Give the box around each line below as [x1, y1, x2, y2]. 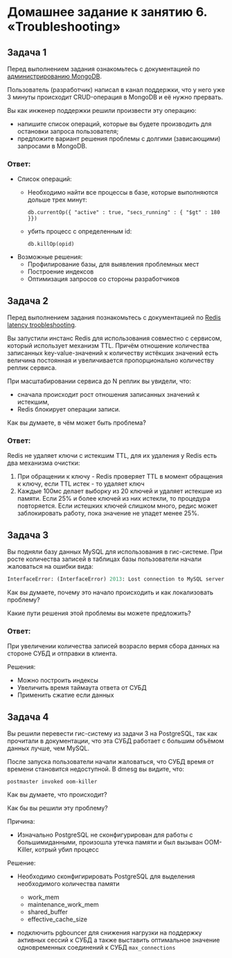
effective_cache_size [27, 915, 88, 923]
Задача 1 [7, 46, 47, 58]
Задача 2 [7, 295, 48, 307]
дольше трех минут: [27, 195, 88, 204]
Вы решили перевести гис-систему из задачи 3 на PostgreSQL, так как [7, 729, 218, 738]
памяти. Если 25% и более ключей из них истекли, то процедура [17, 495, 211, 503]
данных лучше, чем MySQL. [7, 744, 90, 752]
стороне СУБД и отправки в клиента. [7, 649, 118, 658]
